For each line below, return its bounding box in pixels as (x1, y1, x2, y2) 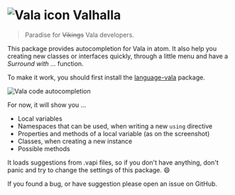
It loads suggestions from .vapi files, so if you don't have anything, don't (7, 158, 219, 167)
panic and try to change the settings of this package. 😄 (7, 165, 170, 174)
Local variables (17, 114, 62, 123)
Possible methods (17, 144, 70, 152)
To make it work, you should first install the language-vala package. (7, 73, 206, 82)
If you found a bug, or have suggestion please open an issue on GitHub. (7, 179, 218, 188)
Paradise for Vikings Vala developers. (24, 30, 135, 39)
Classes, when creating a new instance (17, 137, 133, 145)
